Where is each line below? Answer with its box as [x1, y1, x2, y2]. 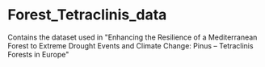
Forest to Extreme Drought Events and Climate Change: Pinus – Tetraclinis [7, 40, 254, 50]
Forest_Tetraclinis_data [7, 6, 167, 24]
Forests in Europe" [7, 49, 69, 59]
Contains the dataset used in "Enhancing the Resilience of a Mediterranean [7, 32, 258, 42]
